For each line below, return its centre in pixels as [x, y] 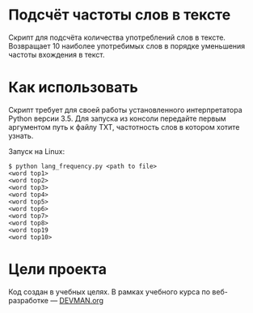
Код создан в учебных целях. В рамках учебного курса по [110, 292]
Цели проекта [58, 270]
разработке [28, 300]
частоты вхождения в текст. [57, 54]
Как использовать [74, 88]
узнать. [21, 135]
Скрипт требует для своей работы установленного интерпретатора [125, 109]
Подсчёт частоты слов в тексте [120, 15]
